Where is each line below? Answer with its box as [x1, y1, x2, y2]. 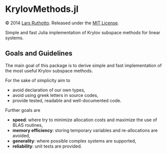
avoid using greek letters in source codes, [12, 92, 98, 98]
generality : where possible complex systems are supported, [12, 138, 137, 144]
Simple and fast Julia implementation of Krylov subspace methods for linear [5, 29, 161, 35]
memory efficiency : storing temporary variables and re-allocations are [12, 127, 158, 133]
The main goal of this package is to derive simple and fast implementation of [5, 62, 162, 68]
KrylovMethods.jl [5, 3, 79, 15]
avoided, [12, 133, 31, 139]
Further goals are [5, 107, 41, 113]
